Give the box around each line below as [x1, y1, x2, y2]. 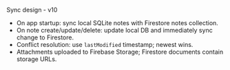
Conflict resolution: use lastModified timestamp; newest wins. [16, 41, 194, 48]
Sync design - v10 [6, 6, 58, 14]
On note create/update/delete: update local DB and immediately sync [16, 27, 213, 34]
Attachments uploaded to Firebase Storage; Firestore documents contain [16, 48, 224, 56]
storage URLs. [16, 55, 57, 63]
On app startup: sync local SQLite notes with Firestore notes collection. [16, 19, 218, 27]
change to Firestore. [16, 33, 74, 41]
